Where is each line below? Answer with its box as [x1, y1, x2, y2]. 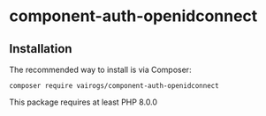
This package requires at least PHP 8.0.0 [9, 97, 157, 107]
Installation [9, 41, 72, 56]
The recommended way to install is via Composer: [9, 64, 192, 75]
